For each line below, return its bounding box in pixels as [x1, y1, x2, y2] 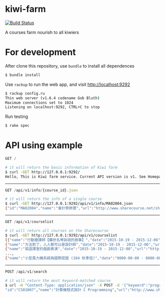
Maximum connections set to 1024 [5, 100, 74, 105]
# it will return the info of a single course [5, 196, 102, 202]
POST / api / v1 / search [5, 269, 48, 274]
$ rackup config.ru [5, 91, 45, 96]
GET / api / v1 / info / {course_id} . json [5, 187, 78, 193]
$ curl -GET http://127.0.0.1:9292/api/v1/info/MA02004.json [5, 201, 133, 206]
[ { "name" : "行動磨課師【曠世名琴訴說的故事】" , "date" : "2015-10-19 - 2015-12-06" [5, 237, 161, 242]
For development [5, 47, 76, 58]
